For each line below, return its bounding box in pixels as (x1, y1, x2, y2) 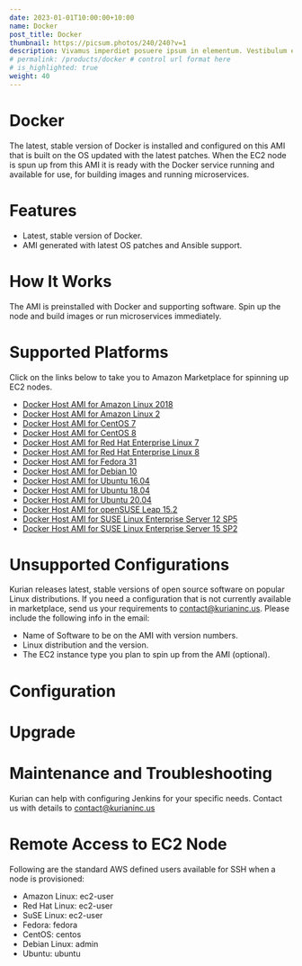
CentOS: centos (22, 928, 82, 940)
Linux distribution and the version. (22, 640, 149, 650)
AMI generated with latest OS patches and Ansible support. (22, 239, 243, 250)
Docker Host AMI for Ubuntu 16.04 (22, 475, 150, 486)
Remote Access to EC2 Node (9, 834, 227, 854)
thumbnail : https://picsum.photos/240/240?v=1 (9, 38, 187, 48)
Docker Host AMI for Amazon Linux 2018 (22, 398, 173, 409)
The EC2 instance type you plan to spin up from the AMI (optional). (22, 649, 271, 660)
